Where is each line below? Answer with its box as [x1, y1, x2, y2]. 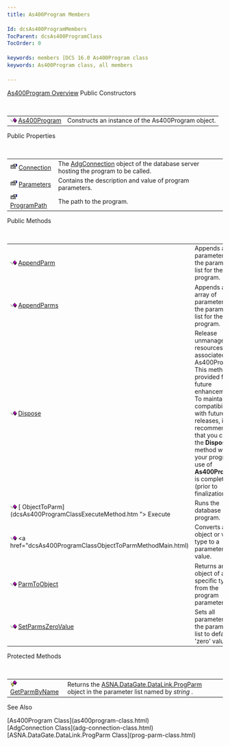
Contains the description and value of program [57, 176, 190, 185]
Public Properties [7, 131, 56, 140]
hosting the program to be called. [57, 167, 152, 175]
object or [194, 531, 220, 539]
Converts [194, 523, 221, 531]
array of [194, 290, 217, 299]
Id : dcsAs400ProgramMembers [7, 25, 88, 32]
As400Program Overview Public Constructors [7, 89, 136, 97]
